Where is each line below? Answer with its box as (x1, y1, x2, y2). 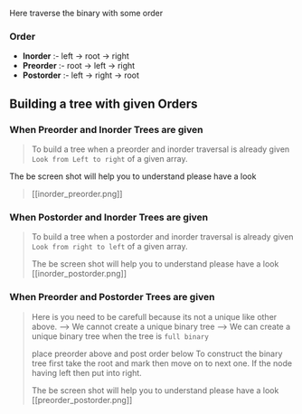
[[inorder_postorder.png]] (31, 268, 127, 279)
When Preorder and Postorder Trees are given (9, 291, 215, 304)
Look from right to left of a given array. (31, 241, 188, 252)
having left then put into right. (31, 367, 142, 378)
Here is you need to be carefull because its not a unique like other (31, 311, 278, 322)
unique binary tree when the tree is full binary (31, 330, 210, 342)
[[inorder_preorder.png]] (31, 188, 123, 199)
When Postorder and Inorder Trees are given (9, 211, 209, 223)
